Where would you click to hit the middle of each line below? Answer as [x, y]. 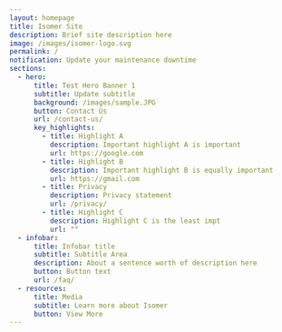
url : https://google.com [97, 153]
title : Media [58, 297]
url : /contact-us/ [68, 119]
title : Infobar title [74, 246]
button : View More [68, 314]
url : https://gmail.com [95, 178]
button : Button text [72, 272]
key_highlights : [64, 128]
